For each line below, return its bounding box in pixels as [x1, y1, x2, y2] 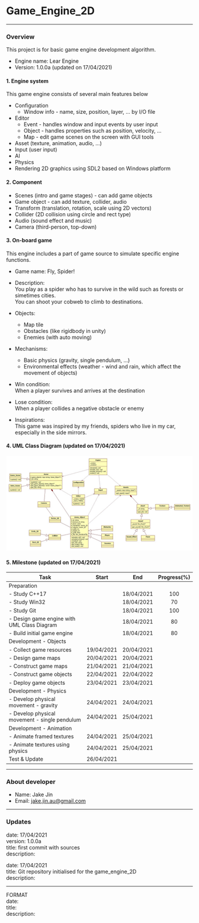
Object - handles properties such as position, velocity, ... [23, 127, 162, 134]
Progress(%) [158, 573, 191, 581]
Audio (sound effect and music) [14, 217, 92, 224]
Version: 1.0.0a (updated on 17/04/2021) [14, 64, 113, 71]
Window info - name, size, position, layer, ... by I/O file [23, 108, 156, 116]
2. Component [6, 179, 43, 186]
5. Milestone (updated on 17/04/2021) [6, 559, 101, 566]
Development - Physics [8, 687, 67, 694]
